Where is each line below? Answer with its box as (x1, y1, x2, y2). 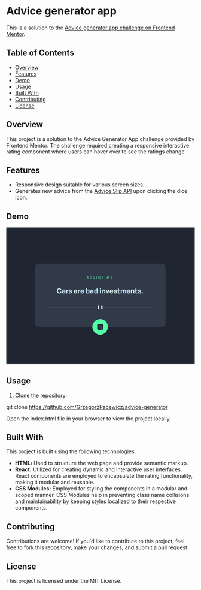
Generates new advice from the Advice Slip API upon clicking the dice (14, 188, 188, 195)
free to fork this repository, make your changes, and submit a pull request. (6, 544, 189, 551)
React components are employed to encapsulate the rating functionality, (14, 472, 193, 480)
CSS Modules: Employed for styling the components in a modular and (14, 485, 187, 492)
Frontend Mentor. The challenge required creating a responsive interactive (6, 142, 190, 149)
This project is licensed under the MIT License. (6, 577, 122, 585)
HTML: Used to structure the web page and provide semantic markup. (14, 460, 188, 467)
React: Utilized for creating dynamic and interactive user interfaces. (14, 466, 182, 473)
